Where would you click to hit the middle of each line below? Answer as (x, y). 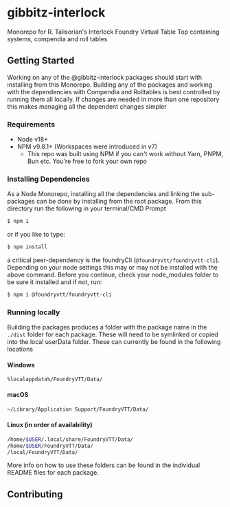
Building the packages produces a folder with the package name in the (107, 327)
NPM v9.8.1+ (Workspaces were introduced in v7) (87, 147)
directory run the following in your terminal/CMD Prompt (87, 208)
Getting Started (41, 61)
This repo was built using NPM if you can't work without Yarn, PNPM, (125, 154)
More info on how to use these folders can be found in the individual (104, 465)
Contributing (35, 494)
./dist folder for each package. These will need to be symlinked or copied (113, 334)
